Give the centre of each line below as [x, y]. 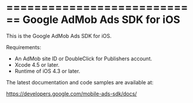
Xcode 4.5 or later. [37, 64]
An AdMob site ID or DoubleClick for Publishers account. [83, 59]
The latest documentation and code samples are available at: [80, 82]
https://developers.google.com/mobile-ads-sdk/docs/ [71, 94]
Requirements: [24, 47]
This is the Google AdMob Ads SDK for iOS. [59, 36]
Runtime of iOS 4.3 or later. [47, 71]
